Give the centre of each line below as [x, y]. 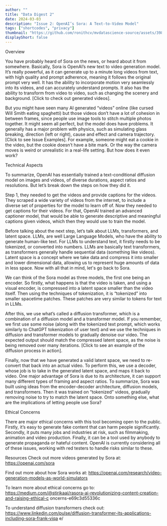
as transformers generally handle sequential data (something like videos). [81, 252]
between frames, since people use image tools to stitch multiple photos [78, 118]
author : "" [16, 10]
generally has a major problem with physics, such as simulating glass [76, 129]
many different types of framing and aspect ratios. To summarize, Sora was [83, 381]
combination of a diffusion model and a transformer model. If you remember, [83, 319]
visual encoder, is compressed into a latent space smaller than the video [79, 288]
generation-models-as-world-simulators [46, 478]
